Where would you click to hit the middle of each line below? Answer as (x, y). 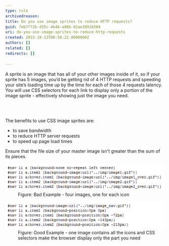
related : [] (18, 48)
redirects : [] (20, 53)
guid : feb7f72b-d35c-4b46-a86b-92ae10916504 (53, 27)
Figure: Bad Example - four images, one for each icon (74, 194)
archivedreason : (22, 16)
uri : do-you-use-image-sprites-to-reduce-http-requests (65, 32)
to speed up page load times (42, 141)
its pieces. (16, 156)
